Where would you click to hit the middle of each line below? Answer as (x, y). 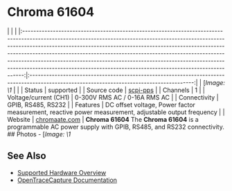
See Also (27, 156)
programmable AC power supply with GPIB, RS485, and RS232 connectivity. (116, 127)
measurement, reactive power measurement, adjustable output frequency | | (116, 112)
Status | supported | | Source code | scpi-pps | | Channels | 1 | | (115, 90)
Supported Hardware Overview (62, 172)
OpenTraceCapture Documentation (67, 180)
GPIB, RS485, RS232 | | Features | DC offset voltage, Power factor (101, 104)
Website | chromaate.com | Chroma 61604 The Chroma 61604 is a (103, 119)
